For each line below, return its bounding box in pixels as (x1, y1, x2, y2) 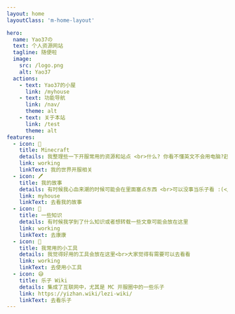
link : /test (25, 121, 60, 128)
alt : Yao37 (19, 68, 51, 76)
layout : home (6, 10, 45, 18)
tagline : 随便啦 (13, 49, 58, 56)
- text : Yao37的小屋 (19, 81, 76, 88)
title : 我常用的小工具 (19, 245, 79, 252)
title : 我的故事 (19, 179, 62, 186)
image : (13, 55, 32, 63)
